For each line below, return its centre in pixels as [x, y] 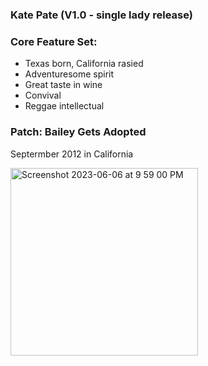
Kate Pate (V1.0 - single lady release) [101, 15]
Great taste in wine [63, 85]
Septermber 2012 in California [72, 154]
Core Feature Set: [54, 41]
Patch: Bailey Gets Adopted [78, 132]
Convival [43, 95]
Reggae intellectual [64, 106]
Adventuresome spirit [69, 74]
